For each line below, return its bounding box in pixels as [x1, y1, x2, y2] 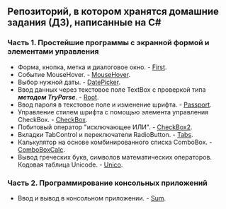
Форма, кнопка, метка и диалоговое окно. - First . [17, 63, 167, 71]
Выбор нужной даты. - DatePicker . [17, 78, 121, 86]
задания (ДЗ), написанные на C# [7, 17, 162, 29]
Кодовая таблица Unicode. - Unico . [17, 160, 123, 169]
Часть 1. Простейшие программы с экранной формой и [7, 38, 210, 48]
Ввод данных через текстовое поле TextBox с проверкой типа [17, 85, 206, 94]
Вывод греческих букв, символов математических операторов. [17, 153, 213, 161]
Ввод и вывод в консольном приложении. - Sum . [17, 193, 166, 202]
